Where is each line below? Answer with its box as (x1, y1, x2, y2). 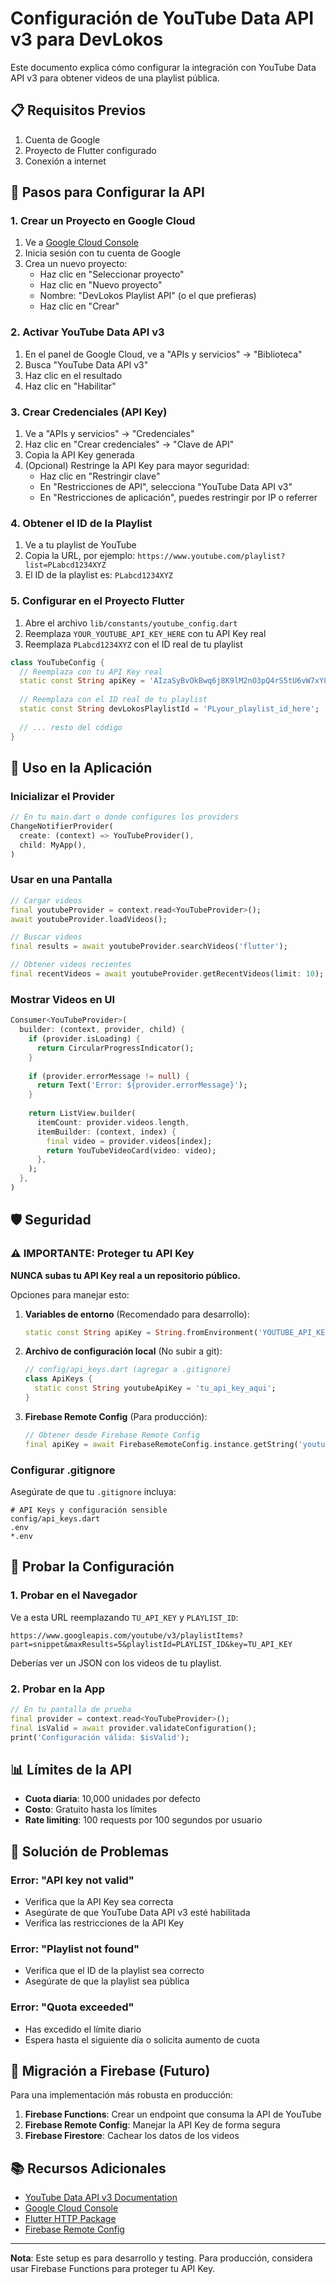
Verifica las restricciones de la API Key (24, 1917, 185, 1929)
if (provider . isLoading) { (28, 1034, 141, 1044)
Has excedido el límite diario (24, 2023, 142, 2035)
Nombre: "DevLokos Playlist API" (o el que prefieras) (39, 290, 257, 302)
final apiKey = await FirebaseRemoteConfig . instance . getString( (24, 1439, 299, 1449)
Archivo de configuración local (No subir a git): (24, 1345, 223, 1357)
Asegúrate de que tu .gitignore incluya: (10, 1486, 177, 1498)
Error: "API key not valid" (10, 1873, 135, 1887)
